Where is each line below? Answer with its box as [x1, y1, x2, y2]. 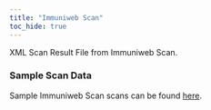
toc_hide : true [9, 22, 67, 31]
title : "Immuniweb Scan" [9, 13, 104, 23]
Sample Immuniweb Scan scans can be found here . [9, 90, 203, 101]
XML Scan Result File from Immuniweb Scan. [9, 46, 178, 57]
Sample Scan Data [9, 69, 93, 82]
